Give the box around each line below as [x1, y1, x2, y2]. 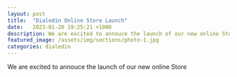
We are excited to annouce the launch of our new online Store [7, 63, 187, 71]
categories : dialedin [7, 43, 71, 50]
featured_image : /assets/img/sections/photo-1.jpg [7, 37, 159, 44]
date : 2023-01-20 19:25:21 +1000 [7, 23, 112, 30]
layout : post [7, 10, 46, 18]
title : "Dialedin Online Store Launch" [7, 17, 128, 24]
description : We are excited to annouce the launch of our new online [7, 30, 219, 37]
